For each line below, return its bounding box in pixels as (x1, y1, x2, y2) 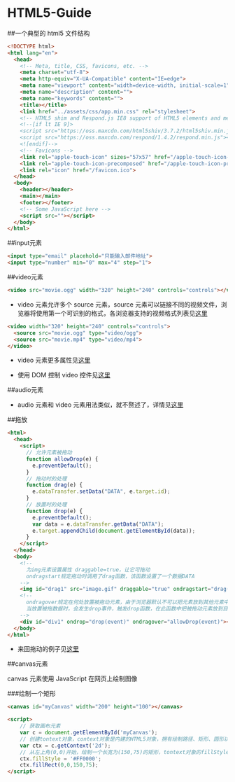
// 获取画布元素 (20, 722, 61, 729)
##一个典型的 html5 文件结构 (7, 29, 90, 37)
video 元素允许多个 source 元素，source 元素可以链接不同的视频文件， (17, 300, 222, 309)
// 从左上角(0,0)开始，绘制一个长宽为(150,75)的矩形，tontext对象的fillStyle (20, 748, 229, 755)
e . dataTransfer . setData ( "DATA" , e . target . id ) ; (32, 488, 171, 495)
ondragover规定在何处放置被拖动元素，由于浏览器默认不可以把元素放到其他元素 (25, 599, 225, 606)
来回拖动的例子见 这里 (17, 645, 79, 653)
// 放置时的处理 (25, 501, 67, 508)
